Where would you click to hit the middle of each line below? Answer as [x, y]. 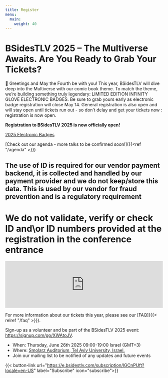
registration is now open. [31, 115]
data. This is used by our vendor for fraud [71, 189]
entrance [24, 250]
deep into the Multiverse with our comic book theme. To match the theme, [81, 89]
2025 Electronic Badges [30, 135]
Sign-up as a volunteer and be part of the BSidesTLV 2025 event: [72, 330]
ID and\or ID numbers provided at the [83, 228]
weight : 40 [25, 24]
